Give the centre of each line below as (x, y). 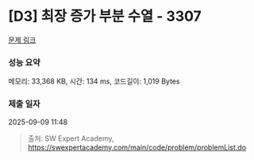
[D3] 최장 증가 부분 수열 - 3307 (105, 16)
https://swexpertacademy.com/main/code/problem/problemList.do (137, 147)
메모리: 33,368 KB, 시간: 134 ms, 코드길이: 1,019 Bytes (94, 81)
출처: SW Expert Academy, (71, 138)
